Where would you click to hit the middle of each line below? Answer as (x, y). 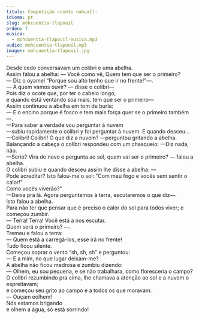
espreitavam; (22, 284)
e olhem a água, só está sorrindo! (47, 309)
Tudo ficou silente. (29, 245)
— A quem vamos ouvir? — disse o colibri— (61, 87)
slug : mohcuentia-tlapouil (40, 23)
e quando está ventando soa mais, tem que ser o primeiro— (80, 99)
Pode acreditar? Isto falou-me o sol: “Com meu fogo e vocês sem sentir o (97, 176)
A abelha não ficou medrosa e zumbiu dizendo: (64, 265)
